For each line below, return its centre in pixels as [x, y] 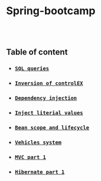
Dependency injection [46, 98]
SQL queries [32, 69]
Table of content [37, 52]
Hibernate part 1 [40, 172]
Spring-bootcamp [51, 11]
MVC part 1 [30, 157]
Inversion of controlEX [49, 83]
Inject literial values [49, 113]
